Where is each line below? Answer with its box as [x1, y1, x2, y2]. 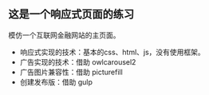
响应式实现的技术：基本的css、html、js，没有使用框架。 [19, 47, 205, 57]
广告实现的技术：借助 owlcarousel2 [19, 57, 136, 66]
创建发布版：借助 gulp [19, 77, 93, 86]
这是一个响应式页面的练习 [8, 7, 134, 22]
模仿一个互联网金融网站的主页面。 [8, 30, 120, 40]
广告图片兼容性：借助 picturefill [19, 67, 124, 77]
